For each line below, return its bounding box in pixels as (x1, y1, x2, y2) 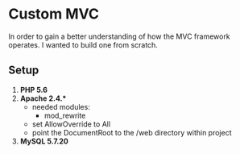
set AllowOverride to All (31, 119, 111, 129)
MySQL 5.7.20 (19, 136, 68, 146)
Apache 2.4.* (19, 94, 67, 103)
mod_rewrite (43, 110, 86, 120)
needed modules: (31, 102, 90, 111)
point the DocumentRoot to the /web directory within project (31, 127, 232, 137)
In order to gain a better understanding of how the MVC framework (8, 31, 231, 41)
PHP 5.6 (19, 85, 48, 94)
